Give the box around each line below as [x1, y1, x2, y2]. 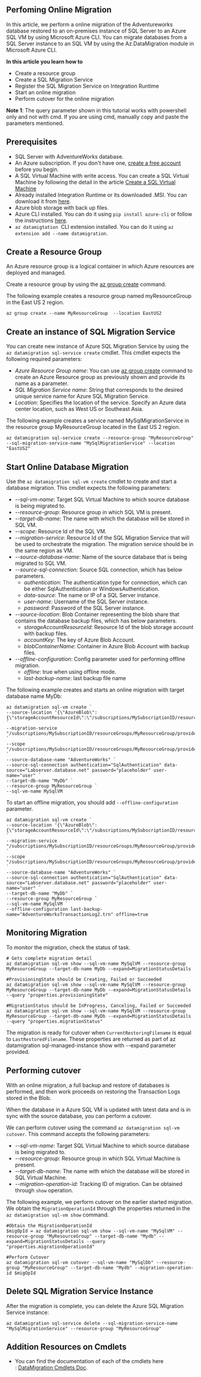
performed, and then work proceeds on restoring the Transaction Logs [6, 1087, 181, 1095]
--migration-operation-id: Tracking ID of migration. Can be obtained [14, 1180, 182, 1187]
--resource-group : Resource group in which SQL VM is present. [14, 509, 172, 516]
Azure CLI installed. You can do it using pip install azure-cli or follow [14, 210, 193, 217]
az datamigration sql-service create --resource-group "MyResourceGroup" [6, 435, 194, 441]
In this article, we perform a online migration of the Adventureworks [6, 20, 173, 28]
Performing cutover [6, 1066, 81, 1076]
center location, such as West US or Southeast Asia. [14, 406, 144, 413]
